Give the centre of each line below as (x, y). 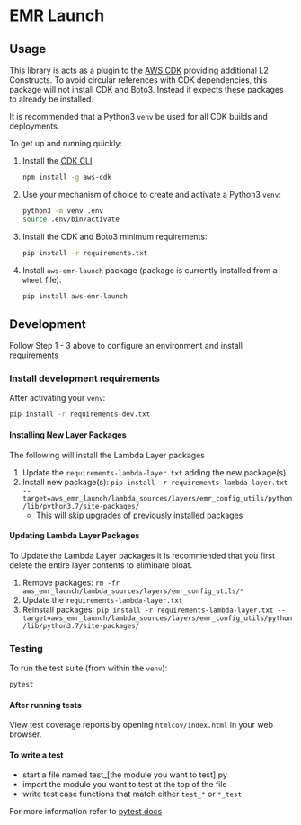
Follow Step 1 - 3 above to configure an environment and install (126, 346)
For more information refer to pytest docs (86, 812)
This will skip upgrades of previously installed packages (139, 515)
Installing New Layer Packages (68, 435)
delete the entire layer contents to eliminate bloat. (101, 565)
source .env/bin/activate (71, 219)
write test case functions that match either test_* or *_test (132, 794)
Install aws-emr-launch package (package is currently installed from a (150, 270)
